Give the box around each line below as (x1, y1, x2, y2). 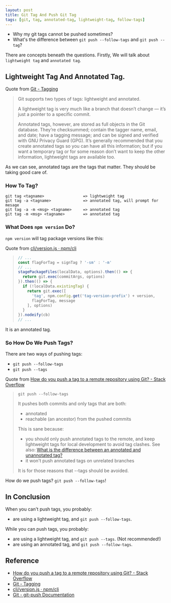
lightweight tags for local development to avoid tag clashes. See (25, 441, 160, 448)
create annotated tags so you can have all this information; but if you (17, 143, 162, 149)
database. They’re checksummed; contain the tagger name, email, (17, 127, 158, 133)
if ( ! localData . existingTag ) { (22, 284, 89, 289)
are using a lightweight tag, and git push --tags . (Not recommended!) (12, 536, 161, 542)
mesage (5, 203, 19, 208)
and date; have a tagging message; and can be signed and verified (17, 132, 159, 139)
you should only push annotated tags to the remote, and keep (25, 436, 155, 442)
